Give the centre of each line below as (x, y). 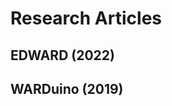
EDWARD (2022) (62, 55)
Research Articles (86, 18)
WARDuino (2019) (67, 88)
